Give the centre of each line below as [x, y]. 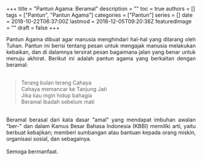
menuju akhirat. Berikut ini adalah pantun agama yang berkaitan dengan [101, 58]
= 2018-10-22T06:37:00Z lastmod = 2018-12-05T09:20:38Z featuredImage [99, 21]
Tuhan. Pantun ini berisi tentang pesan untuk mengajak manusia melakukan [101, 45]
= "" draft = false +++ [33, 28]
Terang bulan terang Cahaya [56, 83]
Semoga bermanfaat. [32, 151]
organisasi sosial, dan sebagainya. [49, 139]
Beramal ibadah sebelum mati [58, 102]
